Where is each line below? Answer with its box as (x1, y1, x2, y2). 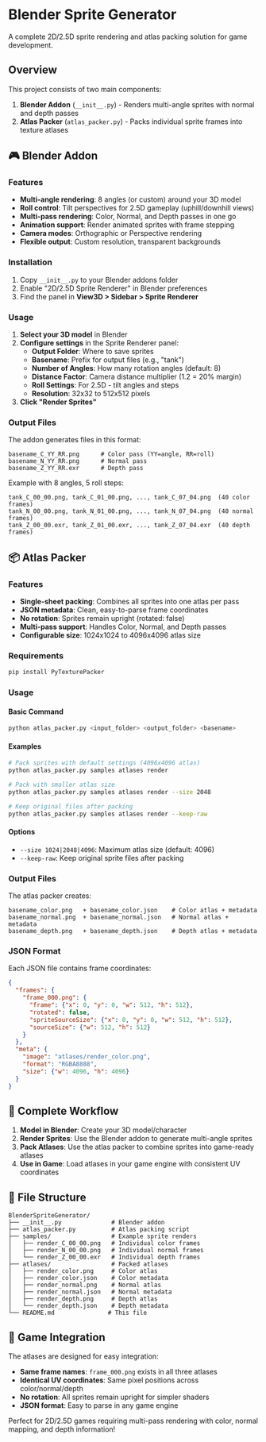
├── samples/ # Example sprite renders (8, 1232, 197, 1240)
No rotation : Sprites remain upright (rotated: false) (19, 614, 185, 623)
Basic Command (8, 707, 64, 716)
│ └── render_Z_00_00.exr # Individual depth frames (8, 1253, 201, 1262)
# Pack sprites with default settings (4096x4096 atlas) (8, 759, 201, 767)
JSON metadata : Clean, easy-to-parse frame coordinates (19, 605, 209, 615)
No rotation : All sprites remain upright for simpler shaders (19, 1392, 210, 1402)
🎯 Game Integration (8, 1330, 106, 1344)
